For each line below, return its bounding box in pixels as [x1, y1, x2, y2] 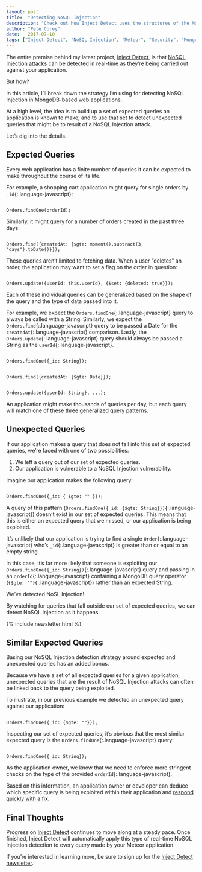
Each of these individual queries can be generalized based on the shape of [6, 291, 192, 298]
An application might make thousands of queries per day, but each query [6, 400, 188, 407]
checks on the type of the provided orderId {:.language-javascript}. [6, 771, 173, 778]
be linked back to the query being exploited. [6, 684, 115, 692]
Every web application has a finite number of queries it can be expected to [6, 165, 191, 173]
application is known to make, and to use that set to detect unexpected [6, 114, 182, 121]
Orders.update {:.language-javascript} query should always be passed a [6, 334, 183, 342]
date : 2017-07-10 [6, 31, 55, 37]
